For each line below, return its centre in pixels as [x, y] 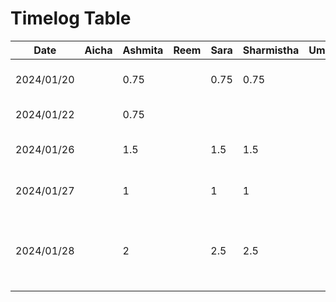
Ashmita [143, 50]
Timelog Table [71, 18]
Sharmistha [271, 50]
